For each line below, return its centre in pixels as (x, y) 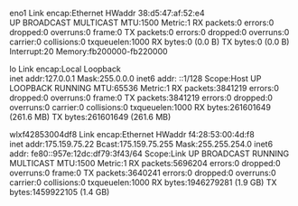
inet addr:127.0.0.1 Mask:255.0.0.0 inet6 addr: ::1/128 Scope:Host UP (135, 79)
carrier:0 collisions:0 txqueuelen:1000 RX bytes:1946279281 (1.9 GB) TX (143, 183)
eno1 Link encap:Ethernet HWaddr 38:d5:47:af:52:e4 (107, 13)
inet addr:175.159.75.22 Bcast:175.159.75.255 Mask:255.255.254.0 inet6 (141, 144)
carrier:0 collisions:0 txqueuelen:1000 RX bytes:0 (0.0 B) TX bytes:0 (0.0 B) (149, 42)
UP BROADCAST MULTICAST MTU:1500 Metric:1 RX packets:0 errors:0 (142, 23)
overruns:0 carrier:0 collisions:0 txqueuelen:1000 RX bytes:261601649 (140, 107)
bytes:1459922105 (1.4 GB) (60, 192)
